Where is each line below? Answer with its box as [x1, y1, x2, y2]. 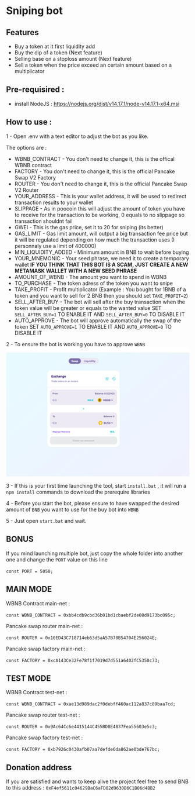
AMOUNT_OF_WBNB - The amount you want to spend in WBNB [14, 273, 167, 280]
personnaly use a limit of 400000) [14, 242, 97, 249]
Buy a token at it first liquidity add [14, 43, 95, 50]
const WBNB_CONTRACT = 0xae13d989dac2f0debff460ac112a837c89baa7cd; [6, 701, 176, 707]
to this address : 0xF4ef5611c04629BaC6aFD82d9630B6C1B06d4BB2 [6, 784, 155, 791]
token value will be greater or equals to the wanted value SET [14, 304, 162, 311]
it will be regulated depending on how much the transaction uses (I [14, 236, 175, 243]
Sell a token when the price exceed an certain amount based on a [14, 61, 172, 68]
